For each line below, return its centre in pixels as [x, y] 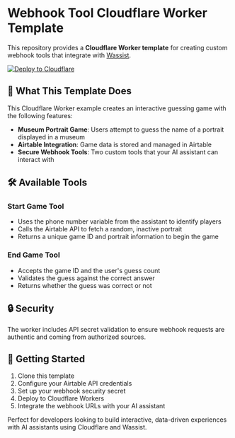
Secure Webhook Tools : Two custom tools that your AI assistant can [118, 152]
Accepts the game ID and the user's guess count [89, 270]
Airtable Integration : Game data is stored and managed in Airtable [115, 144]
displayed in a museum [51, 137]
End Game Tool [34, 255]
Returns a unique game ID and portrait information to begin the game [118, 237]
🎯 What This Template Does [70, 91]
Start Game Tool [36, 207]
